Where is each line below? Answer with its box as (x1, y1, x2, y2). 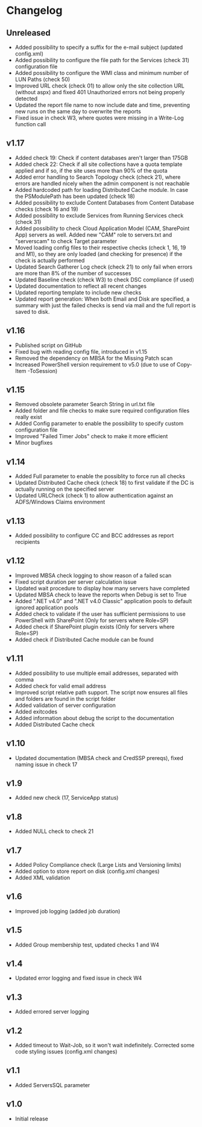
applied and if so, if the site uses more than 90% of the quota (14, 167, 168, 174)
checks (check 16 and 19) (14, 205, 78, 212)
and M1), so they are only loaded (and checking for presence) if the (14, 250, 183, 257)
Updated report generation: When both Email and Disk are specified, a (14, 295, 190, 302)
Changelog (6, 4, 63, 18)
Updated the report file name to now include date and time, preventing (14, 101, 190, 109)
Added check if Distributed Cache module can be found (14, 636, 154, 643)
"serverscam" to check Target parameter (14, 237, 118, 244)
